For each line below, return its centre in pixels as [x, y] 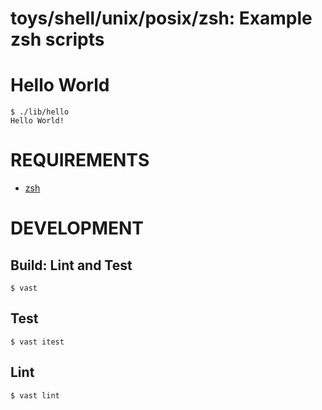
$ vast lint [35, 395]
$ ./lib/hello [40, 112]
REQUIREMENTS [80, 160]
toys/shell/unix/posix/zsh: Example [161, 18]
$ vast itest [37, 342]
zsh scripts [57, 39]
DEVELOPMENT [77, 228]
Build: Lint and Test [71, 265]
